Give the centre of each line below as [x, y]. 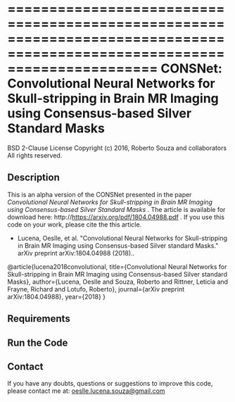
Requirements [39, 319]
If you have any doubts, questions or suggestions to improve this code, [110, 384]
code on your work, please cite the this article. [75, 224]
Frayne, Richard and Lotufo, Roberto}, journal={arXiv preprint [96, 289]
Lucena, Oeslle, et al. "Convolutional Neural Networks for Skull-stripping [122, 238]
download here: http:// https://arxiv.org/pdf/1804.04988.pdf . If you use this [116, 217]
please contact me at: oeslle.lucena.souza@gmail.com [86, 391]
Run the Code [38, 343]
